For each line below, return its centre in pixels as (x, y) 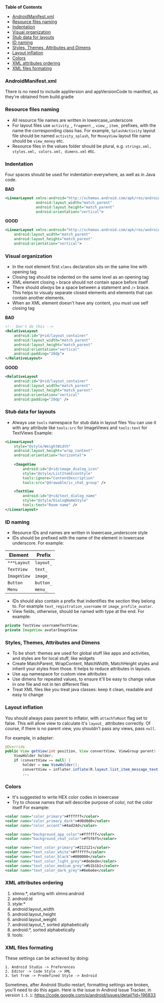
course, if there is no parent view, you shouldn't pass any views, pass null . (81, 728)
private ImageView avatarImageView (41, 630)
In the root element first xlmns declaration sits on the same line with (80, 267)
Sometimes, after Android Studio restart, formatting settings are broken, (77, 985)
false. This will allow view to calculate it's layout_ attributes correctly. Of (78, 723)
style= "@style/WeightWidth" (42, 446)
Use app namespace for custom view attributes (59, 674)
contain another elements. (38, 298)
